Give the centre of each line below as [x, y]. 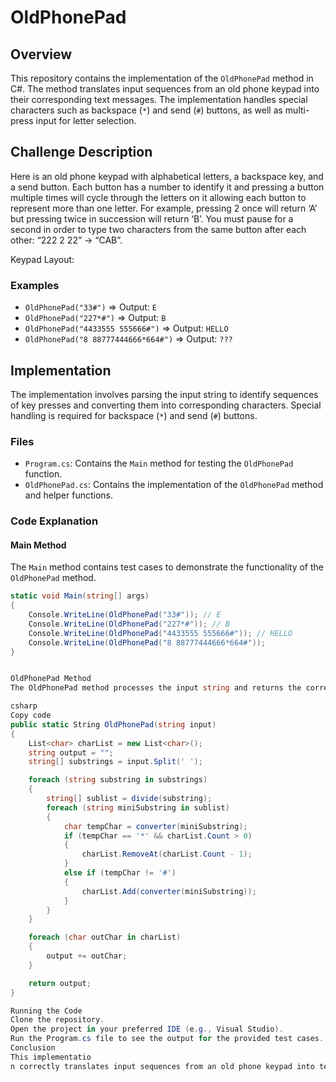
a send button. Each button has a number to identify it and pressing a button [167, 187]
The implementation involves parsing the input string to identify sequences [164, 394]
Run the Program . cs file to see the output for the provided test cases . [167, 1039]
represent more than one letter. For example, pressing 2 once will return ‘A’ [164, 208]
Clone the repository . [57, 1020]
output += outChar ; [87, 956]
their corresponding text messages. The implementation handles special [159, 99]
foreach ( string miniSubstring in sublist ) [138, 807]
